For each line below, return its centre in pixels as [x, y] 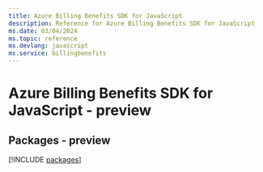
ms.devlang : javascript [49, 46]
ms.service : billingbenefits [57, 53]
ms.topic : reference [43, 38]
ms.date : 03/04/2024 [43, 31]
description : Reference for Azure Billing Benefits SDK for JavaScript [131, 23]
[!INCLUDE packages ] [45, 159]
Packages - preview [59, 140]
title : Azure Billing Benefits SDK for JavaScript [95, 16]
